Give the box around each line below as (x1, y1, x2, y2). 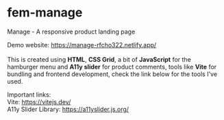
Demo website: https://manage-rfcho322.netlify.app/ (7, 40, 157, 49)
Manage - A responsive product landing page (7, 27, 136, 36)
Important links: (7, 91, 51, 99)
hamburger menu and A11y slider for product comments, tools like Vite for (7, 62, 217, 71)
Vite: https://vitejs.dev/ (7, 97, 71, 106)
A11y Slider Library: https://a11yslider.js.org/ (7, 105, 129, 113)
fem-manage (7, 5, 83, 21)
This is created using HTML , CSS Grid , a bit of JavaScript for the (7, 55, 192, 63)
